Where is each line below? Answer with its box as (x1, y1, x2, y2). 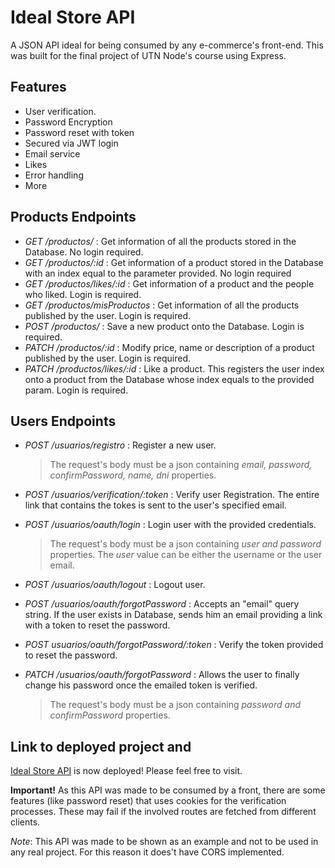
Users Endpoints (10, 412, 117, 430)
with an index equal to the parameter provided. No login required (24, 267, 292, 279)
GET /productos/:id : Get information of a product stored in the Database (24, 256, 324, 268)
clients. (10, 816, 41, 828)
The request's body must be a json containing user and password (49, 538, 322, 550)
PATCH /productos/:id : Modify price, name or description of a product (24, 341, 315, 353)
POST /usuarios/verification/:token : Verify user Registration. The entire (24, 489, 320, 501)
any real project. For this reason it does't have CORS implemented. (10, 846, 285, 858)
